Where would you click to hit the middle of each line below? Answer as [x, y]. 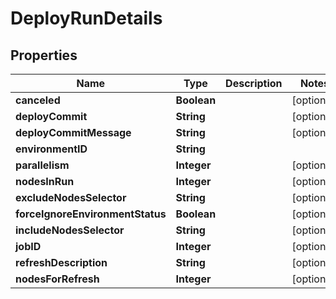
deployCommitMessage [73, 132]
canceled [38, 100]
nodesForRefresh [57, 279]
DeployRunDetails [86, 18]
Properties [44, 55]
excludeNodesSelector [71, 197]
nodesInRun [45, 181]
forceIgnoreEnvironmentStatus [91, 214]
